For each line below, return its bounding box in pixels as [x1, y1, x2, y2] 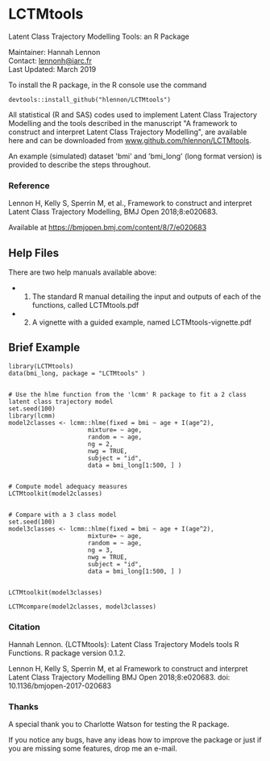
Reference [8, 179, 50, 191]
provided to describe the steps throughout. [8, 159, 152, 170]
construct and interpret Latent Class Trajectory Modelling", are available [8, 127, 247, 137]
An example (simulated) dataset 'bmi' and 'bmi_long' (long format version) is [8, 151, 263, 161]
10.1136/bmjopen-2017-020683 [8, 681, 111, 691]
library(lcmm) [8, 411, 56, 420]
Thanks [8, 701, 39, 713]
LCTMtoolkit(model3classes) [8, 588, 103, 596]
